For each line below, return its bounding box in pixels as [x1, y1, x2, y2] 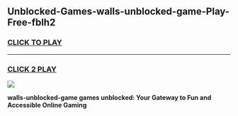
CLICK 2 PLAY [7, 64, 57, 74]
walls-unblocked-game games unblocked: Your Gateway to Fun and [7, 93, 212, 101]
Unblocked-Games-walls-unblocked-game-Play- [7, 6, 230, 18]
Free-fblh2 [7, 17, 56, 29]
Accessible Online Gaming [7, 101, 87, 109]
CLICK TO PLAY [7, 38, 62, 48]
